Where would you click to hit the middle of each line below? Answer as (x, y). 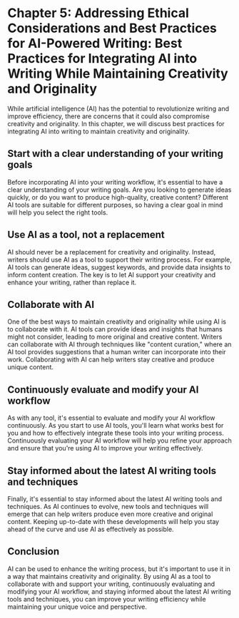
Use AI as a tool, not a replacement (86, 235)
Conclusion (34, 551)
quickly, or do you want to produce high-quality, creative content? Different (118, 197)
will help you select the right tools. (58, 212)
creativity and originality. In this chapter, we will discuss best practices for (116, 123)
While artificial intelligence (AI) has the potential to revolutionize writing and (118, 108)
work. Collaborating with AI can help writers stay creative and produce (111, 360)
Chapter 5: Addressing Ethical (98, 13)
